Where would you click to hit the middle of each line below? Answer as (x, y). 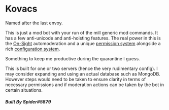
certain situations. (24, 90)
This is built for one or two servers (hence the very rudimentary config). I (82, 68)
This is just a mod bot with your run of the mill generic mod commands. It (82, 32)
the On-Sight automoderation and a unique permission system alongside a (83, 43)
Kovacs (21, 9)
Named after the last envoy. (34, 23)
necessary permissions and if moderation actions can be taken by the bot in (84, 85)
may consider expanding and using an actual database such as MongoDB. (83, 74)
